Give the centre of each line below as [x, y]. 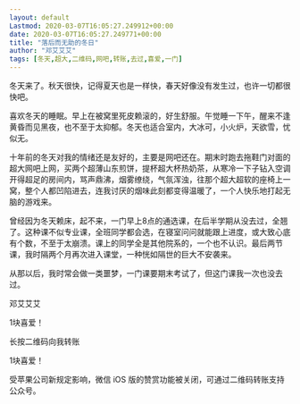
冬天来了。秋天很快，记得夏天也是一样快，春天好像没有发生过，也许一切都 [146, 85]
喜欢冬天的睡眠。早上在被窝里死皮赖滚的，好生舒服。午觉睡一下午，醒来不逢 [150, 116]
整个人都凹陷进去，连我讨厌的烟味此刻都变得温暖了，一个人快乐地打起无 [158, 190]
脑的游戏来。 [33, 202]
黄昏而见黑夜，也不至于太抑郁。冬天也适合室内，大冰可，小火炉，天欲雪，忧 [150, 127]
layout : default [39, 17]
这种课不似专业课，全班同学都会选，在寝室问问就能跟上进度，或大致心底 [158, 232]
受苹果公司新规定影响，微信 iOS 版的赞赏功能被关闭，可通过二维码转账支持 [147, 379]
